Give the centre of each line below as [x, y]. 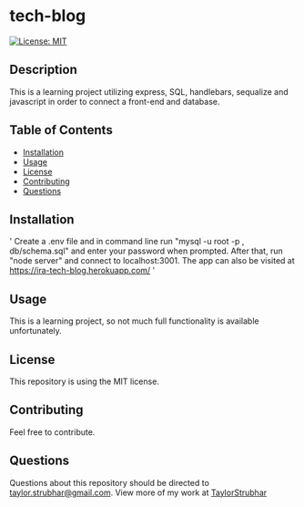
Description [43, 70]
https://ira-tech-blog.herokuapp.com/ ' [82, 271]
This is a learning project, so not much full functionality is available [134, 321]
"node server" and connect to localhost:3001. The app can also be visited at [152, 261]
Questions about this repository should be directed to [109, 482]
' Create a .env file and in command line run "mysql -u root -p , [127, 242]
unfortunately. [35, 331]
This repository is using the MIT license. [84, 381]
